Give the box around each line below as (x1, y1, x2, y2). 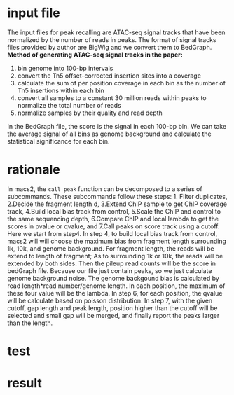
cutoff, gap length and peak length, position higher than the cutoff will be (7, 303, 218, 312)
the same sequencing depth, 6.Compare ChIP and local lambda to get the (7, 214, 219, 223)
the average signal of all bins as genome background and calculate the (7, 130, 212, 138)
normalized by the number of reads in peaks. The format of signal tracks (7, 35, 216, 43)
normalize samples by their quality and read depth (17, 109, 163, 117)
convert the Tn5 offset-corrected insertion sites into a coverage (17, 71, 202, 80)
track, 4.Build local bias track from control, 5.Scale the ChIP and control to (7, 207, 221, 215)
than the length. (7, 319, 53, 327)
